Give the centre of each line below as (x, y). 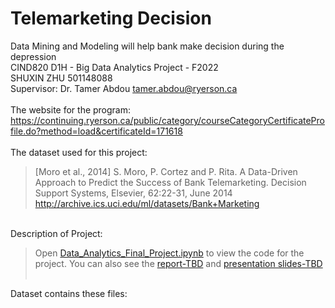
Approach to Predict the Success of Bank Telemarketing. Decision (170, 182)
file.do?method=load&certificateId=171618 (96, 131)
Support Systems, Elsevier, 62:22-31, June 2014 (133, 193)
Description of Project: (56, 233)
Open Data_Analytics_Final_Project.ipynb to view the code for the (169, 253)
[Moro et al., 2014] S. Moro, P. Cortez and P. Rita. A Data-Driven (166, 171)
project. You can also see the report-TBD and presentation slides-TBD (178, 263)
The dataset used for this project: (79, 152)
